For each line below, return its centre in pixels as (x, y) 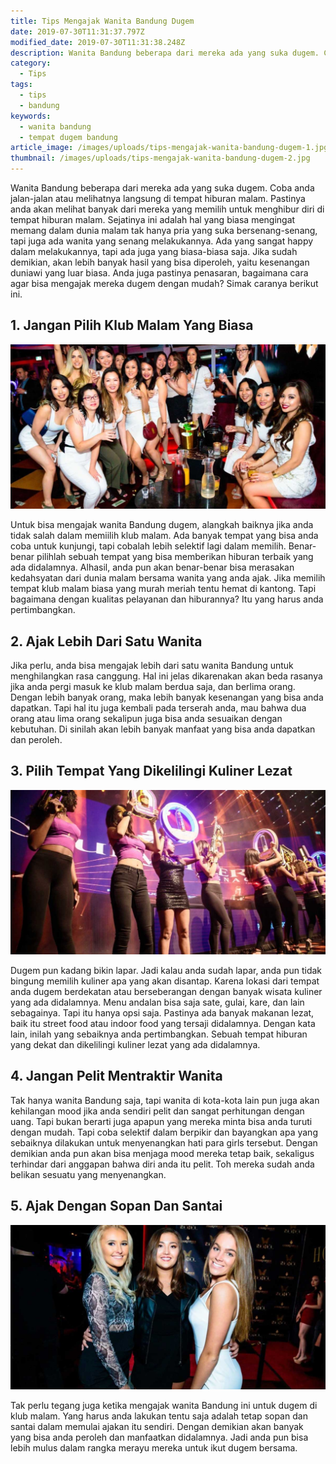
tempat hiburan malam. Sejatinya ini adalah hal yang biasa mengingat (153, 219)
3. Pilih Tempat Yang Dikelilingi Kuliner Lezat (151, 771)
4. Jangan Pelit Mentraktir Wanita (116, 1076)
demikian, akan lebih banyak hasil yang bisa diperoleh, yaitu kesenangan (160, 262)
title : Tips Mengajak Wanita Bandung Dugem (102, 21)
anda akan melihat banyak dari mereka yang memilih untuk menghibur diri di (167, 209)
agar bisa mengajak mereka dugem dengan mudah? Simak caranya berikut (164, 283)
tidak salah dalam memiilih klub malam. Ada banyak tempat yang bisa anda (164, 536)
